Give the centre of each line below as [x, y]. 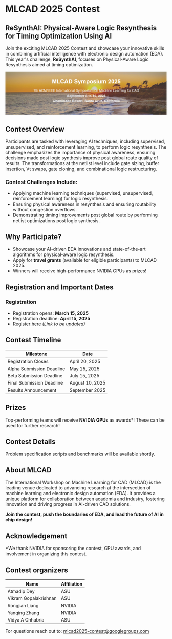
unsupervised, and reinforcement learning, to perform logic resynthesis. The [86, 147]
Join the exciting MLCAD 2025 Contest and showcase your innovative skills [85, 48]
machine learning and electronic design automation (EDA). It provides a [80, 494]
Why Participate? [34, 237]
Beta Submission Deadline [35, 376]
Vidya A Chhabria [26, 619]
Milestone [36, 354]
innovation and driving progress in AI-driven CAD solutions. [68, 504]
